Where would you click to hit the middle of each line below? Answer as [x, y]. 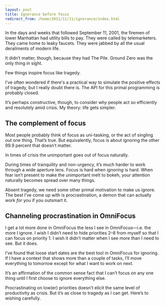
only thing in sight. [24, 63]
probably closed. [22, 93]
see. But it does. [22, 243]
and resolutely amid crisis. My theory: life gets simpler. [61, 108]
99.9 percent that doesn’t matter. [39, 145]
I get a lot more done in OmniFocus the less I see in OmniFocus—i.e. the [78, 228]
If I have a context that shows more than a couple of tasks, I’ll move [73, 258]
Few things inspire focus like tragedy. [43, 73]
